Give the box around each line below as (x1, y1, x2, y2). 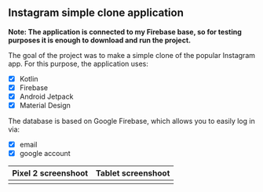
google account (19, 149, 71, 158)
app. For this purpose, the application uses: (8, 59, 149, 68)
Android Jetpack (19, 92, 74, 101)
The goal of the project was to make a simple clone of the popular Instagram (8, 50, 256, 60)
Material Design (19, 101, 71, 110)
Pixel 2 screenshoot (12, 168, 89, 179)
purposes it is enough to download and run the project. (8, 35, 191, 45)
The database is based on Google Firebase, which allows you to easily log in (8, 117, 255, 126)
